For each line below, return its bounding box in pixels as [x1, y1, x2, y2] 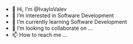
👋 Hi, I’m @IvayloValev [11, 6, 67, 12]
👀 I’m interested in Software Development [11, 12, 115, 19]
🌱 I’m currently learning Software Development [11, 18, 127, 25]
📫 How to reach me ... [11, 32, 67, 38]
